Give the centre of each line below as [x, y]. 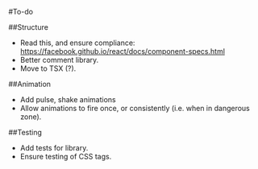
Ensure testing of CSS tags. [66, 157]
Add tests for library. [54, 148]
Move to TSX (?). [48, 68]
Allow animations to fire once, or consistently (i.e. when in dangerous [135, 108]
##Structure [28, 27]
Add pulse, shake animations [68, 99]
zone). [31, 117]
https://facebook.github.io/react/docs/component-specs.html [123, 51]
